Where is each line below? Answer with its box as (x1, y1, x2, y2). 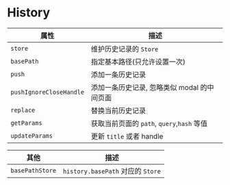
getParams (10, 119, 42, 127)
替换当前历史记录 (90, 106, 146, 115)
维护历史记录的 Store (90, 44, 159, 53)
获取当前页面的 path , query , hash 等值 (90, 119, 207, 128)
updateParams (10, 132, 53, 140)
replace (10, 106, 36, 114)
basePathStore (10, 166, 57, 174)
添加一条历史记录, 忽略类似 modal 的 (90, 82, 207, 92)
